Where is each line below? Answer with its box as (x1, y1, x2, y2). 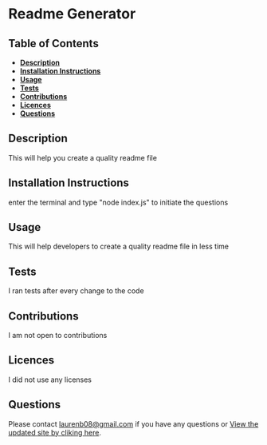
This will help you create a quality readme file (8, 153, 158, 162)
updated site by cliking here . (8, 427, 102, 437)
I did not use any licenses (8, 375, 92, 384)
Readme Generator (8, 5, 136, 23)
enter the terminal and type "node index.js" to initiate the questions (8, 197, 229, 207)
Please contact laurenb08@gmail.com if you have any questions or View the (8, 419, 259, 428)
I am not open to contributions (8, 331, 108, 340)
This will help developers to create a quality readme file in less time (8, 241, 230, 252)
